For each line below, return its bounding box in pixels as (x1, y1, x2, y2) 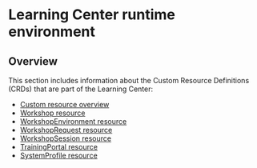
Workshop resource (19, 108, 86, 118)
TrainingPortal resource (19, 142, 98, 151)
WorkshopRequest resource (19, 126, 113, 134)
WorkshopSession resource (19, 134, 112, 143)
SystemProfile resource (19, 150, 98, 160)
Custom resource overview (19, 100, 110, 109)
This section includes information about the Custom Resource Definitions (8, 76, 250, 85)
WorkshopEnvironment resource (19, 117, 127, 126)
